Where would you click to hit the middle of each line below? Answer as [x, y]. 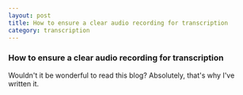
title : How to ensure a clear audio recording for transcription [118, 23]
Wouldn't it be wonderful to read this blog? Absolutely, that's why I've [121, 75]
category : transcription [49, 30]
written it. [24, 83]
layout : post [30, 15]
